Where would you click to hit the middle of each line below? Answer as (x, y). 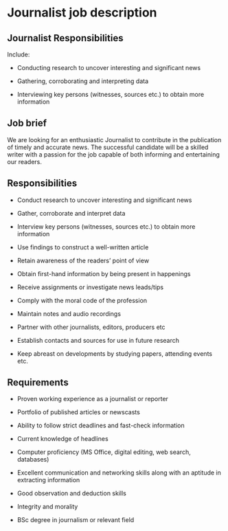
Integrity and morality (47, 507)
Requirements (38, 383)
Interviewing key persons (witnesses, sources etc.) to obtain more (111, 94)
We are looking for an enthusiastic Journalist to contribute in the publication (114, 139)
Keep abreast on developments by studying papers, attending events (115, 353)
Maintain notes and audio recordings (69, 313)
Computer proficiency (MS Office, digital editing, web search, (104, 452)
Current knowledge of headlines (62, 439)
